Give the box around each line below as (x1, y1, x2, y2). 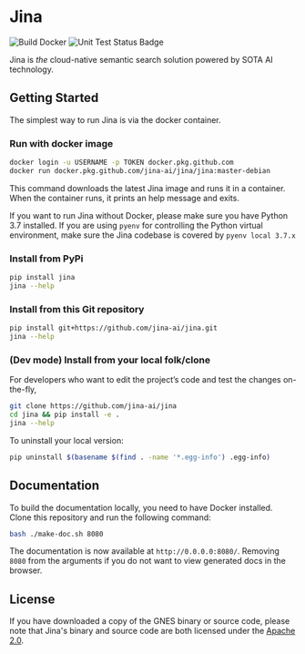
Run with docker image (9, 137, 114, 149)
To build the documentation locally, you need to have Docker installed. (9, 502, 273, 513)
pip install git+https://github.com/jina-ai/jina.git (9, 323, 219, 333)
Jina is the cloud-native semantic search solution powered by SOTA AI (9, 54, 273, 65)
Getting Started (9, 90, 99, 106)
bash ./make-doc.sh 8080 (9, 529, 104, 538)
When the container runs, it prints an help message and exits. (9, 192, 239, 203)
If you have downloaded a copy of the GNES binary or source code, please (9, 616, 290, 627)
